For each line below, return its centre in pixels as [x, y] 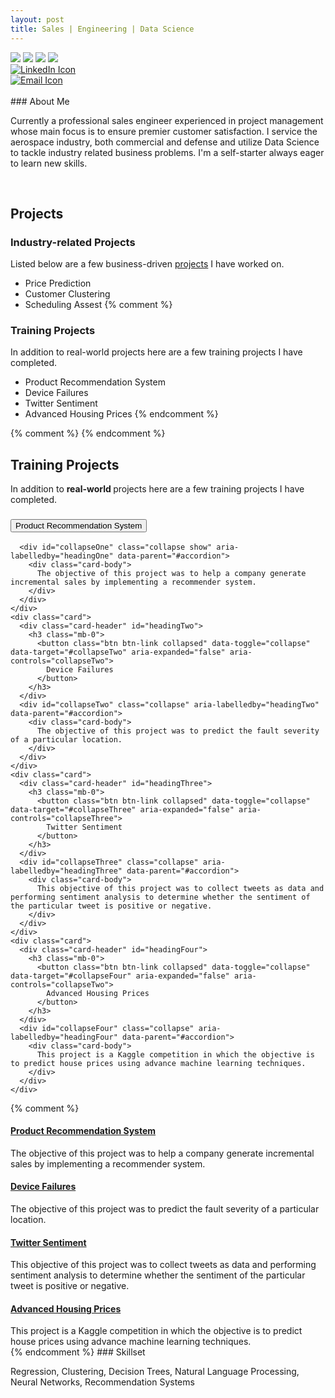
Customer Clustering [67, 294]
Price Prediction [58, 283]
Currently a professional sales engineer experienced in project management [167, 120]
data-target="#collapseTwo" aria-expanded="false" [118, 652]
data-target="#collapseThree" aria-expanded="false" [122, 809]
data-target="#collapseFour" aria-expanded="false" [120, 976]
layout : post [37, 19]
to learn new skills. [49, 163]
